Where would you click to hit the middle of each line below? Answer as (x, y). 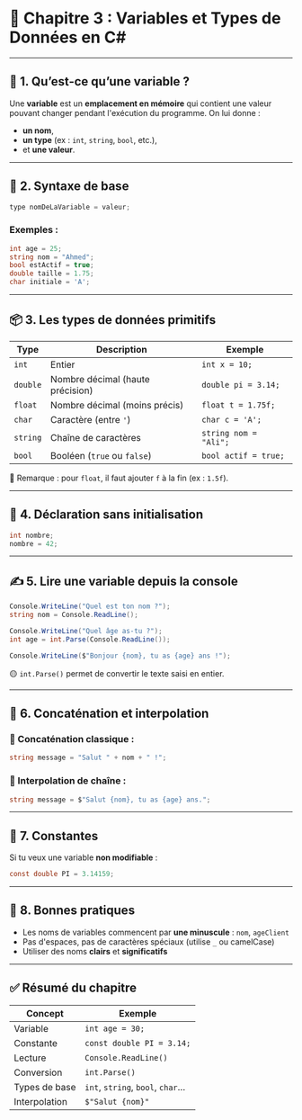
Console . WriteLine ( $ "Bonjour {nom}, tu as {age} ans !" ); (120, 656)
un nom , (38, 130)
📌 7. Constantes (54, 836)
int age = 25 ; (36, 248)
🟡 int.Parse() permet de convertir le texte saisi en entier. (117, 673)
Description (121, 349)
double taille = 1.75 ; (52, 273)
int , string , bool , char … (135, 1087)
